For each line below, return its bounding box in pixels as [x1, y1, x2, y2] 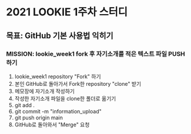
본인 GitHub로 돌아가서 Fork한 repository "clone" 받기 [14, 80, 142, 87]
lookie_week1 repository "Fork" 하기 [14, 73, 101, 80]
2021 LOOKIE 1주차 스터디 [6, 5, 128, 19]
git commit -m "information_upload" [14, 108, 102, 115]
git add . [14, 101, 35, 109]
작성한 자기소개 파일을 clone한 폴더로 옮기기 [14, 95, 116, 102]
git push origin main [14, 114, 63, 121]
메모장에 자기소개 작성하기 [14, 88, 75, 95]
